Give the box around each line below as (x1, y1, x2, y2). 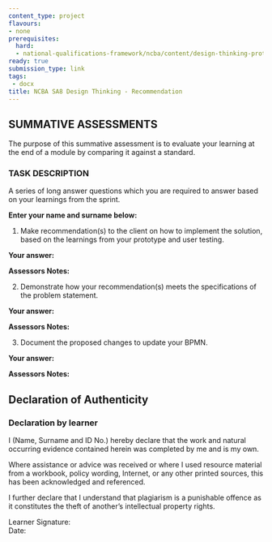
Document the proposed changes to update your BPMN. (19, 338, 208, 347)
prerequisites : (8, 34, 60, 43)
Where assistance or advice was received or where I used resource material (8, 460, 262, 470)
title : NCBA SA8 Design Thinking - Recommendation (8, 87, 183, 96)
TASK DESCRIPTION (8, 168, 89, 179)
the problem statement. (19, 290, 99, 300)
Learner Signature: (8, 517, 71, 527)
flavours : (8, 19, 42, 28)
